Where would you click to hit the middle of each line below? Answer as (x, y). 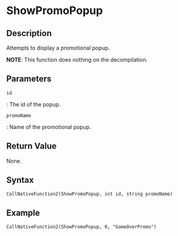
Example (23, 212)
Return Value (31, 146)
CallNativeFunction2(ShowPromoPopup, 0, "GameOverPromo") (81, 227)
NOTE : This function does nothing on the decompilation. (77, 60)
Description (29, 33)
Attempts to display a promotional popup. (58, 48)
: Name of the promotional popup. (49, 127)
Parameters (29, 79)
